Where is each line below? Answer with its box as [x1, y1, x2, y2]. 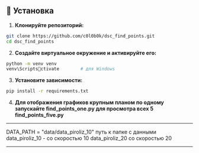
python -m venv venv [6, 60, 57, 67]
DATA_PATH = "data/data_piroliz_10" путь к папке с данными [6, 128, 157, 136]
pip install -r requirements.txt [6, 88, 89, 95]
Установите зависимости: [14, 77, 83, 84]
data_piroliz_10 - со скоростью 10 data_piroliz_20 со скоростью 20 [6, 135, 172, 142]
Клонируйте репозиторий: [14, 21, 84, 28]
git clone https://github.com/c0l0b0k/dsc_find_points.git [6, 33, 155, 39]
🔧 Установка [6, 6, 54, 16]
